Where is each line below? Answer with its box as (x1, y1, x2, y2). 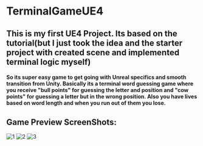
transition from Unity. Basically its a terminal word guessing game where (6, 80, 194, 87)
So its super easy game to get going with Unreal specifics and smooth (6, 74, 187, 81)
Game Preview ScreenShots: (6, 117, 117, 127)
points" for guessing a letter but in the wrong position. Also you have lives (6, 93, 198, 101)
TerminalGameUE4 (6, 4, 104, 18)
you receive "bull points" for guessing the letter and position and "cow (6, 87, 189, 94)
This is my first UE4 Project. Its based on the (6, 28, 177, 39)
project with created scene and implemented (6, 47, 180, 58)
